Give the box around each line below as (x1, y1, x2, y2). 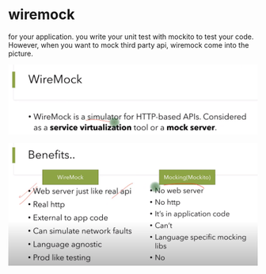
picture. (8, 48, 34, 58)
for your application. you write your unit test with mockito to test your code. (8, 32, 254, 41)
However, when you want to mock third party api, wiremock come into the (8, 40, 249, 49)
